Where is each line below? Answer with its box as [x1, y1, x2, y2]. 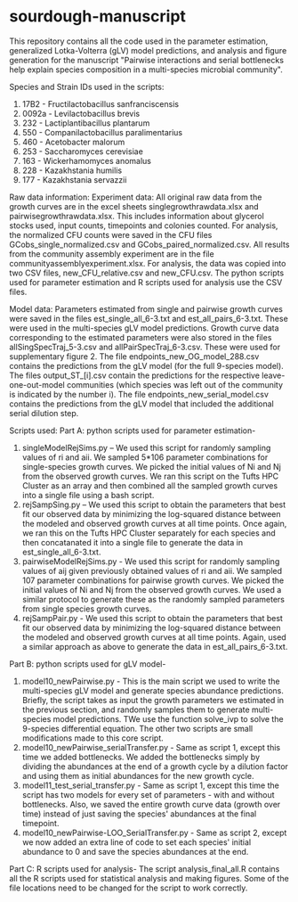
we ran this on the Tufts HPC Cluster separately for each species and [21, 528, 276, 538]
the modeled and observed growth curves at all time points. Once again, [21, 518, 287, 529]
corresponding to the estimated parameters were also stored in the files [9, 332, 272, 342]
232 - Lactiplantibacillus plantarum [21, 118, 150, 128]
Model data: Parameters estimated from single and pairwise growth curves [9, 303, 283, 314]
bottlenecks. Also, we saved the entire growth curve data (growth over [21, 799, 281, 809]
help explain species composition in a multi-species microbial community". [9, 64, 283, 75]
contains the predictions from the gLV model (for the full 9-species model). [9, 360, 285, 371]
